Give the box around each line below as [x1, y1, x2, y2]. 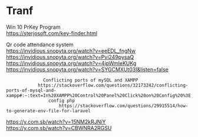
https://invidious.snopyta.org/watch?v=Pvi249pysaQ [6, 53, 134, 60]
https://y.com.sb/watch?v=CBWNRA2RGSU [6, 124, 112, 131]
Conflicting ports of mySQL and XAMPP [43, 77, 138, 83]
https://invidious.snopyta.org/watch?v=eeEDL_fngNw [6, 47, 136, 54]
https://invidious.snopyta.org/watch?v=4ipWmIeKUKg [6, 60, 137, 67]
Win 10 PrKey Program [6, 23, 61, 30]
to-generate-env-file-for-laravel [6, 108, 91, 114]
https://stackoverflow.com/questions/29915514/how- [58, 102, 189, 109]
